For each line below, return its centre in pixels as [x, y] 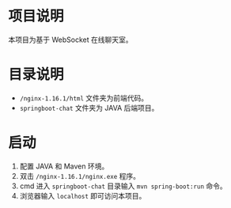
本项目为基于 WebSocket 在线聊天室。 [70, 40]
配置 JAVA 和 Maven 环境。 [64, 166]
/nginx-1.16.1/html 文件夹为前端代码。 [84, 98]
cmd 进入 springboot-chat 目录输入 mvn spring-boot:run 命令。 [123, 186]
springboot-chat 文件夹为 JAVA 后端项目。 [89, 108]
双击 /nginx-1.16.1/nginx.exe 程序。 [80, 176]
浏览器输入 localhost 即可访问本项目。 [83, 195]
